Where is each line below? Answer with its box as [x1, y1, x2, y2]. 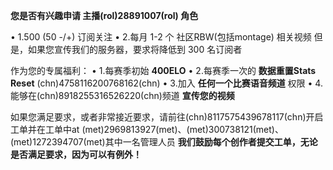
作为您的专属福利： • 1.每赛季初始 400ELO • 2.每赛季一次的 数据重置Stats [10, 65, 317, 76]
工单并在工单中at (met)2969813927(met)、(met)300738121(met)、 [10, 124, 284, 135]
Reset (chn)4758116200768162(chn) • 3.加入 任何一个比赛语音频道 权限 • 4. [10, 77, 323, 89]
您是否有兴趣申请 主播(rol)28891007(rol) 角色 [10, 10, 199, 21]
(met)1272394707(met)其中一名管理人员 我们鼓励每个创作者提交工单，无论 [10, 136, 318, 148]
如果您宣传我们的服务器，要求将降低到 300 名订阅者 [27, 44, 243, 55]
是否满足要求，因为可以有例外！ [10, 149, 142, 160]
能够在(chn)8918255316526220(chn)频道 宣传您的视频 [10, 90, 235, 101]
